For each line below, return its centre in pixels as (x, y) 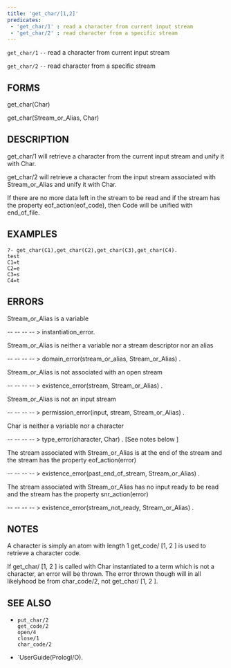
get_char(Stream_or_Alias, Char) (53, 118)
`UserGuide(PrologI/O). (50, 658)
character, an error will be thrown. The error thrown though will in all (104, 574)
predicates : (24, 20)
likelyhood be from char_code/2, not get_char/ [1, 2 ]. (83, 581)
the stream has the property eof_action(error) (72, 460)
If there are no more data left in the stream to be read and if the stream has (114, 197)
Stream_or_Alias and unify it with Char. (62, 184)
